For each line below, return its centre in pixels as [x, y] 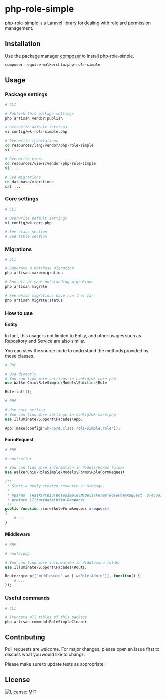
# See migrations [23, 177]
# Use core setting [25, 410]
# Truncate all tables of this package [46, 617]
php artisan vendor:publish [34, 118]
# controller [19, 459]
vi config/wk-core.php [28, 223]
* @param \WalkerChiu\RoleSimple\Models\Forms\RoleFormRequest [75, 495]
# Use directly [21, 374]
